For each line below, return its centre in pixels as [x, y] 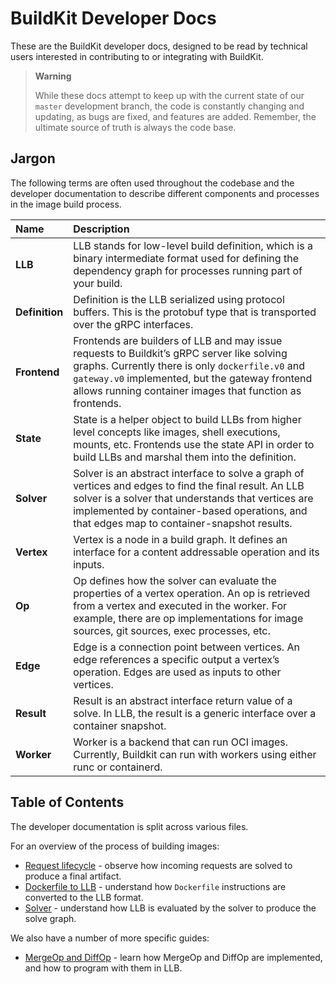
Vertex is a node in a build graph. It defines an [180, 539]
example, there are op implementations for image [188, 618]
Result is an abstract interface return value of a [183, 700]
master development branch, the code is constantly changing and [169, 106]
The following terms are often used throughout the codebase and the [152, 183]
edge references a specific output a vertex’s [176, 659]
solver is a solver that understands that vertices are [193, 498]
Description [101, 229]
